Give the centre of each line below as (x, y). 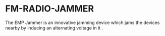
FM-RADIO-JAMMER (50, 9)
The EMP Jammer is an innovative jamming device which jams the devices (82, 22)
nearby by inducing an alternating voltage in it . (54, 27)
